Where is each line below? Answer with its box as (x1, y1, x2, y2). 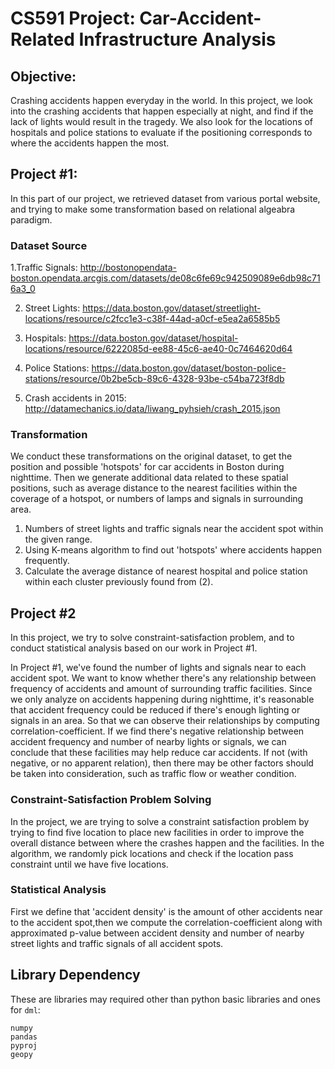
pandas (10, 1032, 38, 1042)
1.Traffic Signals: (10, 262, 78, 274)
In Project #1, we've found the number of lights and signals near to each (10, 662, 307, 674)
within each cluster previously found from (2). (24, 576, 214, 588)
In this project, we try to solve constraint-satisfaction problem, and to (10, 632, 295, 644)
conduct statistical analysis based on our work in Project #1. (10, 642, 258, 654)
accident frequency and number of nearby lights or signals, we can (10, 736, 287, 748)
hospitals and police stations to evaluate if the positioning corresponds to (10, 127, 313, 138)
